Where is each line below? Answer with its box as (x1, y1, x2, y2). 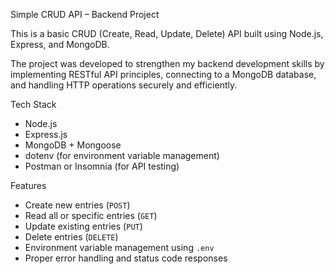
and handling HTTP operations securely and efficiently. (10, 79, 238, 91)
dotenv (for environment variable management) (24, 150, 220, 161)
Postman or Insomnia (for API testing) (24, 160, 180, 172)
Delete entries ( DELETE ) (24, 231, 119, 243)
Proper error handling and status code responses (24, 252, 228, 264)
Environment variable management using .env (24, 242, 215, 253)
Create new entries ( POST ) (24, 199, 131, 211)
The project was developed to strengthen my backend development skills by (10, 58, 325, 69)
